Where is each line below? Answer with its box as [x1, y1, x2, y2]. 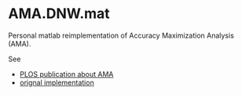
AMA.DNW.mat [8, 5, 110, 23]
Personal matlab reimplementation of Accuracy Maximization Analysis [8, 31, 234, 40]
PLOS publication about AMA [19, 69, 114, 79]
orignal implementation [19, 78, 94, 87]
